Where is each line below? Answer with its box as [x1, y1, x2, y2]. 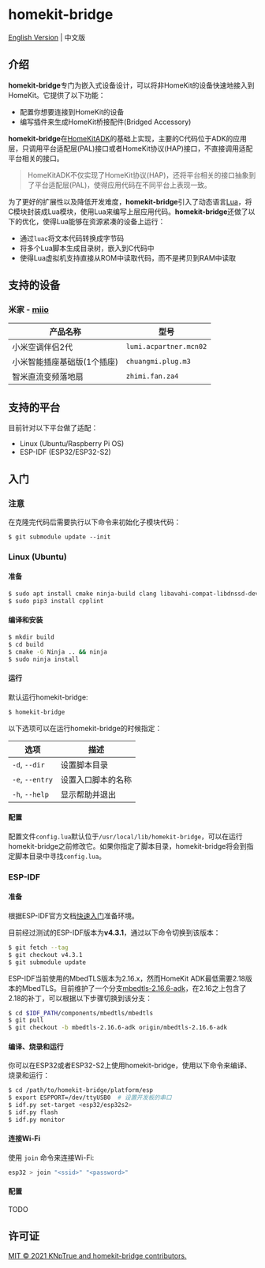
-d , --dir [12, 759, 45, 770]
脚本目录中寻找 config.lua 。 [14, 851, 106, 861]
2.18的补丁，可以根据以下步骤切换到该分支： [8, 993, 152, 1003]
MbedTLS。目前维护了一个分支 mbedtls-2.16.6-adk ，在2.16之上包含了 [21, 983, 247, 992]
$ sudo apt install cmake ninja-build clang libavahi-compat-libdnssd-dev [8, 590, 259, 598]
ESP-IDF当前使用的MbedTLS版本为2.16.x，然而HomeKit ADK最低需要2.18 [8, 974, 246, 983]
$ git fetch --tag [8, 943, 69, 951]
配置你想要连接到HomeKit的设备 [19, 107, 125, 116]
